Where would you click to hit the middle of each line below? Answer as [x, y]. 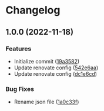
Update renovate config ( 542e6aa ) [56, 68]
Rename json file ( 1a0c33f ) [46, 102]
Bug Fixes [20, 89]
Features [19, 49]
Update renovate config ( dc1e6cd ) [56, 73]
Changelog [33, 10]
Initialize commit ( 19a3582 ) [47, 61]
